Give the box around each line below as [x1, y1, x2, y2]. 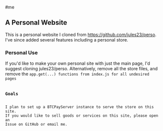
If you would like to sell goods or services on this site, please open [5, 113, 159, 118]
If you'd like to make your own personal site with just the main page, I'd [5, 60, 150, 66]
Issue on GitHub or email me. [5, 122, 68, 127]
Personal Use [5, 49, 38, 56]
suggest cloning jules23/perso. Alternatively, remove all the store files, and [5, 66, 158, 72]
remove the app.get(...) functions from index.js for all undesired [5, 71, 150, 77]
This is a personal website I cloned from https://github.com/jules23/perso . [5, 32, 157, 38]
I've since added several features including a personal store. [5, 37, 128, 43]
